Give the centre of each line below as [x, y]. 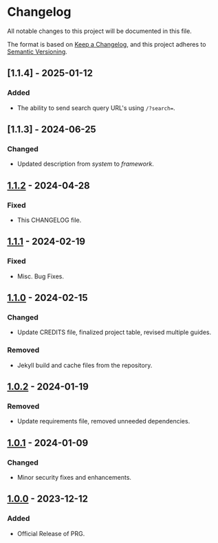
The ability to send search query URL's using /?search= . [96, 108]
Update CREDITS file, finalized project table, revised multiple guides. [114, 332]
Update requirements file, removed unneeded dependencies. [103, 421]
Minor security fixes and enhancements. [74, 478]
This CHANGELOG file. [49, 220]
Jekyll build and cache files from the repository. [85, 365]
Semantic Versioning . [37, 52]
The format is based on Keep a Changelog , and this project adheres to [107, 44]
